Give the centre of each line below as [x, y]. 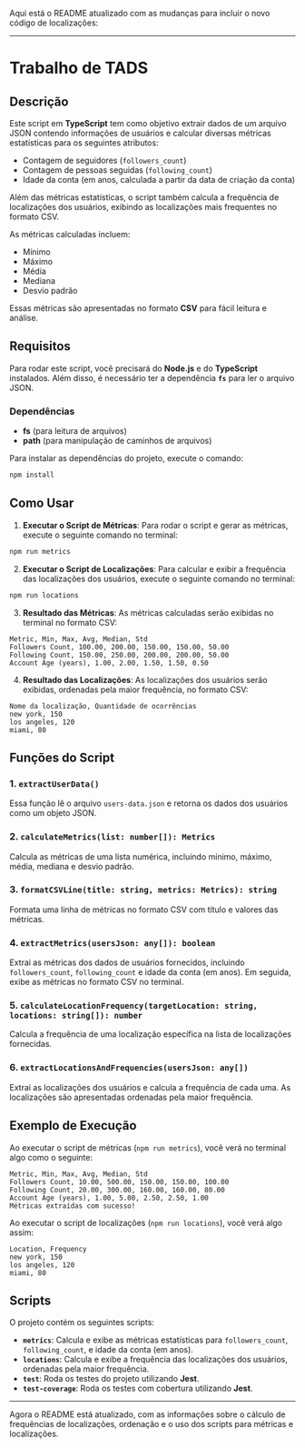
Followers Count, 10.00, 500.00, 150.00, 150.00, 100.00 [119, 1182]
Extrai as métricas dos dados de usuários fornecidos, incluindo [127, 962]
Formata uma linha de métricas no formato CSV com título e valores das [144, 910]
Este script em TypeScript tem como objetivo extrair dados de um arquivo [148, 123]
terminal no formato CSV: [70, 622]
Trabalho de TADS [79, 68]
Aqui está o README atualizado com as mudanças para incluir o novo [140, 13]
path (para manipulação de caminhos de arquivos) [117, 441]
